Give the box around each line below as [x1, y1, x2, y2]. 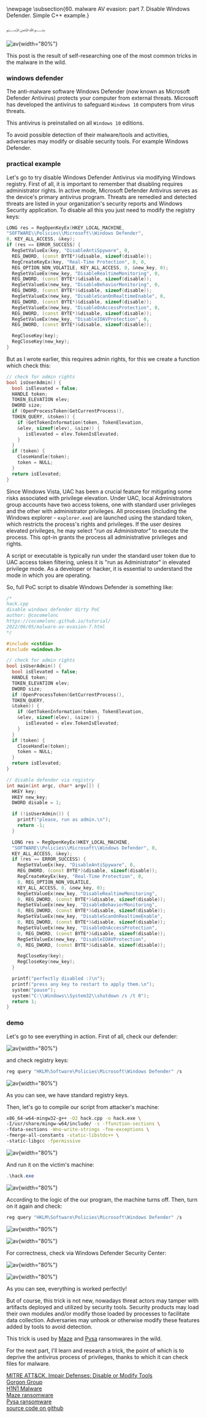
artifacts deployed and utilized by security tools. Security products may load [6, 1303, 199, 1310]
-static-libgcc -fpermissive [6, 1138, 81, 1145]
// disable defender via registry [6, 777, 95, 783]
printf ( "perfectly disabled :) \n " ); [12, 976, 105, 982]
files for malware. [6, 1360, 50, 1367]
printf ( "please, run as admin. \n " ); [17, 817, 112, 823]
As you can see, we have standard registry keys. [6, 1091, 129, 1099]
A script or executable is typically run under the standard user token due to [6, 552, 196, 559]
